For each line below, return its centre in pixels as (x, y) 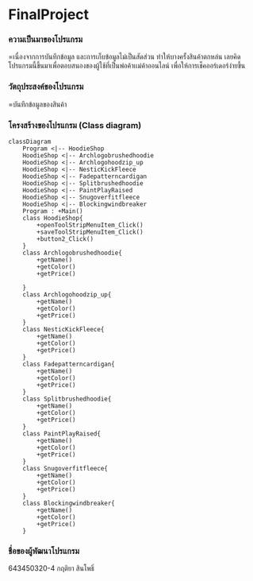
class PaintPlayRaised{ (62, 434)
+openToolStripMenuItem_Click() (90, 225)
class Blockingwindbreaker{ (69, 504)
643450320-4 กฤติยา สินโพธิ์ (52, 568)
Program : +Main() (53, 211)
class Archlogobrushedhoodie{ (73, 253)
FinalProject (49, 15)
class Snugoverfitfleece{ (65, 469)
